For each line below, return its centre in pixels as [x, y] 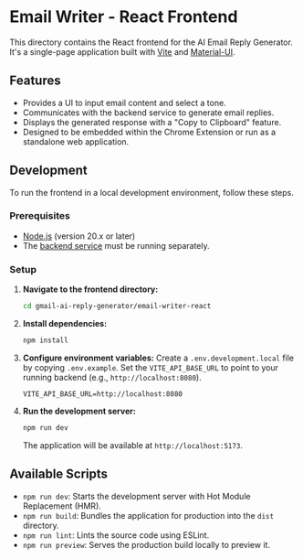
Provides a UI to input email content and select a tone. [124, 102]
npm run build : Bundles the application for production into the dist [148, 515]
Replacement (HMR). [62, 506]
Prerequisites [40, 216]
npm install [45, 340]
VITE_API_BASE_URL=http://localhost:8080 [102, 394]
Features [35, 81]
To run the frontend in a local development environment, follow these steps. [151, 192]
